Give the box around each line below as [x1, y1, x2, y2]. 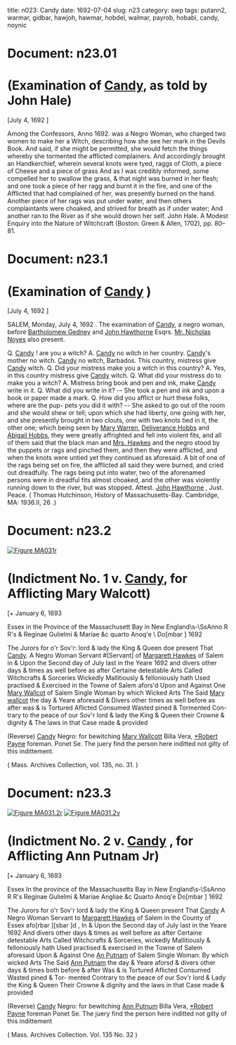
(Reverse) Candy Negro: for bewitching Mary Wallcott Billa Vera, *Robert [7, 732, 218, 741]
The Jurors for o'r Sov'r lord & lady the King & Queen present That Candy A [7, 906, 225, 914]
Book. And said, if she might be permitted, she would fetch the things [7, 144, 208, 153]
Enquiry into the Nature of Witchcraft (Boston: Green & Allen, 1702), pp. [7, 219, 213, 228]
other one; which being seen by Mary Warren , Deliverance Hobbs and [7, 423, 209, 432]
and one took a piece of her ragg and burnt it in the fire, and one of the [7, 182, 212, 191]
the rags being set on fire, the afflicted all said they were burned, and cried [7, 461, 224, 470]
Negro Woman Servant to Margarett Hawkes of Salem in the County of [7, 913, 211, 922]
